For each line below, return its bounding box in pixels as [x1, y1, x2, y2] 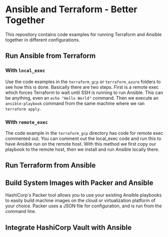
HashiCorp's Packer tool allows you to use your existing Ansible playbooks [5, 192, 162, 198]
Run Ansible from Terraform [5, 52, 96, 60]
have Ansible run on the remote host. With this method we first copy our [5, 140, 156, 147]
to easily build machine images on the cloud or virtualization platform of [5, 198, 156, 204]
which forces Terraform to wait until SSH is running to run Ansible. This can [5, 89, 163, 96]
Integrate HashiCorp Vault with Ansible [5, 223, 132, 232]
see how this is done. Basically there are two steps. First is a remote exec [5, 84, 159, 90]
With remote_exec [5, 118, 48, 126]
